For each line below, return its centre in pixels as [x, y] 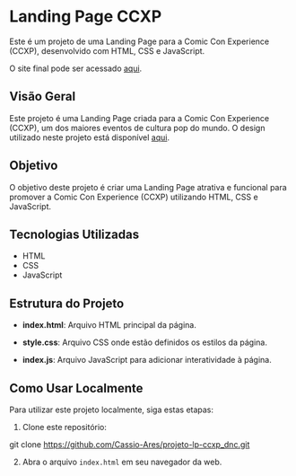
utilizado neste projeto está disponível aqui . [90, 137]
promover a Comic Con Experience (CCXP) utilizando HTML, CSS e [134, 197]
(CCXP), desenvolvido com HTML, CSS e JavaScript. [107, 50]
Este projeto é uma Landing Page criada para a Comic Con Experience [139, 118]
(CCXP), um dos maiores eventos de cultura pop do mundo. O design [137, 128]
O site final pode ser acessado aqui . [76, 68]
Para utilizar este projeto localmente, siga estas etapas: [111, 410]
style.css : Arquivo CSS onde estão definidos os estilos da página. [144, 342]
